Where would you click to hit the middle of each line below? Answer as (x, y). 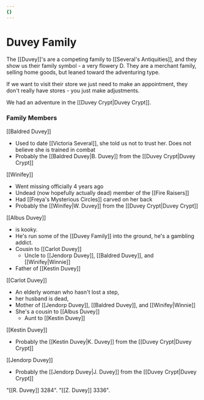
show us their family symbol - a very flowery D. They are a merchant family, (101, 65)
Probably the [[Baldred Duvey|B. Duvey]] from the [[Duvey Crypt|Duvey (105, 156)
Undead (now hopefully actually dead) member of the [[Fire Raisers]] (102, 192)
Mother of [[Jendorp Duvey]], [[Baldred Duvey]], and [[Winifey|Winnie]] (105, 305)
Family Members (32, 118)
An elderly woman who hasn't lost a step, (67, 292)
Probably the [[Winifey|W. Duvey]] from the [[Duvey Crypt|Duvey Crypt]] (107, 206)
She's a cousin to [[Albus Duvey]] (57, 311)
